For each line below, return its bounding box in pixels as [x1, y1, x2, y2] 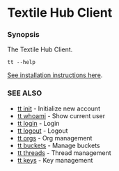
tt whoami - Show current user [17, 111, 106, 120]
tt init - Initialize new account [17, 104, 101, 113]
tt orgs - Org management [17, 133, 93, 142]
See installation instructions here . [7, 71, 103, 79]
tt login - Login [17, 119, 60, 127]
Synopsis [7, 30, 40, 40]
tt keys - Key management [17, 156, 93, 164]
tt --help [7, 59, 36, 66]
